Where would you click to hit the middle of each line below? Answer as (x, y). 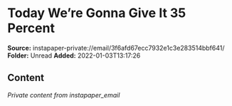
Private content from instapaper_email (64, 95)
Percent (31, 28)
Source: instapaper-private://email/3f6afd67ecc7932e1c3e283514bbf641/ (116, 48)
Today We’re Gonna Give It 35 (97, 13)
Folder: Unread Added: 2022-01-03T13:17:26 (74, 55)
